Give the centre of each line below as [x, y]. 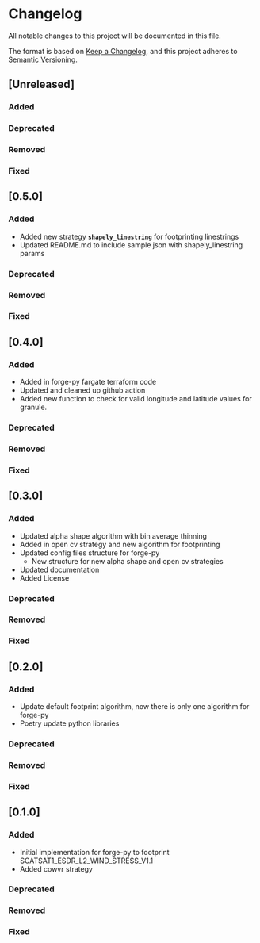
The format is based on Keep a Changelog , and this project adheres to [123, 51]
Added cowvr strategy [56, 868]
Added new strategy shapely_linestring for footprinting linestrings [129, 236]
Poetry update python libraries [69, 723]
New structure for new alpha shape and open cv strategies [127, 561]
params [32, 253]
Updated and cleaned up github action [82, 390]
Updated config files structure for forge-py [90, 553]
